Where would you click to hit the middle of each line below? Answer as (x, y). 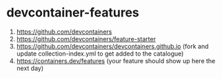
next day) (30, 68)
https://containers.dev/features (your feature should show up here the (116, 60)
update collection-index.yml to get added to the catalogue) (100, 54)
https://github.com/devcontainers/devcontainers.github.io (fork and (112, 46)
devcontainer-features (73, 13)
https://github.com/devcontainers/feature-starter (86, 38)
